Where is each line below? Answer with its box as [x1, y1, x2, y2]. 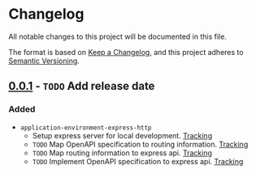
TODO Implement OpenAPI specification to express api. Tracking [32, 156, 244, 166]
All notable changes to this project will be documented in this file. [8, 32, 228, 41]
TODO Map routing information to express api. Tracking [32, 147, 213, 158]
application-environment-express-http [20, 123, 152, 132]
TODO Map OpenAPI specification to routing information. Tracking [32, 139, 249, 149]
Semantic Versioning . [8, 56, 80, 66]
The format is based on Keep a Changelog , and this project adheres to [8, 47, 244, 57]
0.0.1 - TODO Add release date [8, 79, 155, 93]
